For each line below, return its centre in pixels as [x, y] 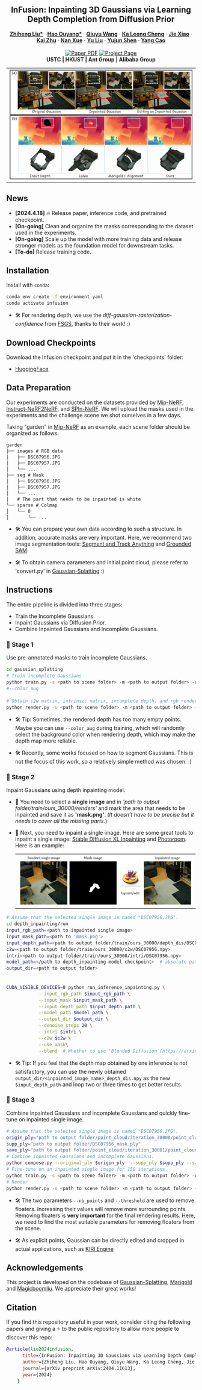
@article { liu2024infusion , [40, 1349]
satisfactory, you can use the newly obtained [70, 1071]
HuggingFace [32, 369]
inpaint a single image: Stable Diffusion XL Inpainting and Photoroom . [101, 839]
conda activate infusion [37, 304]
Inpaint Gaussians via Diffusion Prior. [60, 622]
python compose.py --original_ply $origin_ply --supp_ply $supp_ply [95, 1163]
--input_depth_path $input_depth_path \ [90, 1006]
